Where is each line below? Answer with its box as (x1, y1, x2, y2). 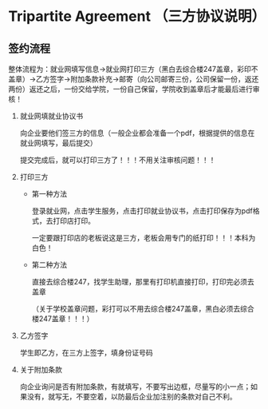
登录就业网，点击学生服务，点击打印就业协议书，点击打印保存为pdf (31, 206, 253, 216)
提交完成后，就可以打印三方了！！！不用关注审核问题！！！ (19, 155, 216, 165)
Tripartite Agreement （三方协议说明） (8, 7, 266, 26)
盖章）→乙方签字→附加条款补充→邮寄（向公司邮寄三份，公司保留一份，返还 (8, 74, 259, 84)
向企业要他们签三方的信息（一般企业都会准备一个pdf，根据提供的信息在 (19, 129, 255, 137)
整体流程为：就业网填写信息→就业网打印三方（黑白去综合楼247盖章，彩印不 (8, 65, 258, 73)
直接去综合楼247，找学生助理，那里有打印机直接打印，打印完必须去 (31, 277, 254, 286)
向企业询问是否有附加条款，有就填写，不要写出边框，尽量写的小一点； (19, 382, 251, 391)
